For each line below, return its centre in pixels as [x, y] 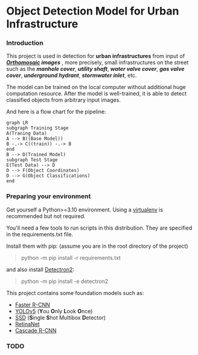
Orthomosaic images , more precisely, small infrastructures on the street [97, 62]
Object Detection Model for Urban [93, 11]
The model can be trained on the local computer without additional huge [96, 87]
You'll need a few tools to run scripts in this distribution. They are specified [99, 228]
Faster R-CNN [32, 305]
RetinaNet [27, 324]
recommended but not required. [46, 216]
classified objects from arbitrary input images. [63, 100]
